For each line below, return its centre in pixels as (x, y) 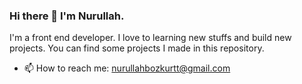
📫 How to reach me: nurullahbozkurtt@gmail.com (127, 68)
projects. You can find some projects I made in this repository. (137, 48)
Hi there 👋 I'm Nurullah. (67, 16)
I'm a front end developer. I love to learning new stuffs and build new (150, 38)
